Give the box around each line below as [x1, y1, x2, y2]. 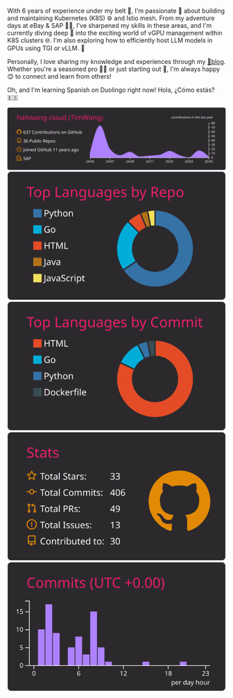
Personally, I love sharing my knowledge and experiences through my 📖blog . [7, 58, 226, 65]
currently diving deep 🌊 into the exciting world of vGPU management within [7, 29, 223, 37]
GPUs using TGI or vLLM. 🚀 [7, 44, 85, 52]
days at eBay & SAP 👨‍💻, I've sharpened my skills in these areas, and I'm [7, 22, 212, 29]
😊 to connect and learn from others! [7, 72, 112, 80]
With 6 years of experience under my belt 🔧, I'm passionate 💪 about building [7, 7, 225, 15]
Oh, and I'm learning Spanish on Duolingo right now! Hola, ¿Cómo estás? [7, 86, 215, 94]
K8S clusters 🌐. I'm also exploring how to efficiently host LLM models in [7, 36, 213, 45]
